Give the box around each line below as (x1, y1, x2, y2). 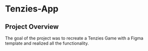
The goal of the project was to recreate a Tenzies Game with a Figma (5, 35, 144, 41)
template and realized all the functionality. (5, 40, 89, 46)
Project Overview (5, 23, 59, 31)
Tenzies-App (5, 3, 58, 14)
